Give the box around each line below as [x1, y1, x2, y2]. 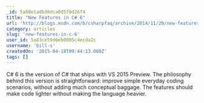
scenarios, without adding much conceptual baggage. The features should [6, 83, 193, 91]
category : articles [6, 25, 56, 32]
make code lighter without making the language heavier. [6, 90, 147, 97]
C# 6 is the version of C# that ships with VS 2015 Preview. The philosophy [6, 70, 192, 78]
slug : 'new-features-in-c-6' [6, 32, 80, 38]
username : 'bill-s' [6, 43, 56, 49]
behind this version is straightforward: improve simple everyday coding [6, 77, 184, 84]
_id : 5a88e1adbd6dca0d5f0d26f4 [6, 8, 86, 15]
